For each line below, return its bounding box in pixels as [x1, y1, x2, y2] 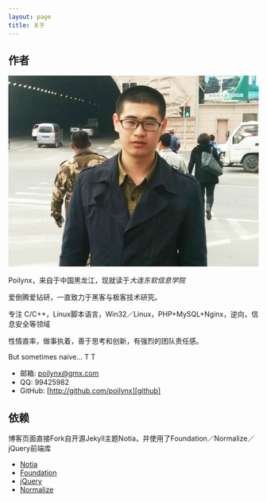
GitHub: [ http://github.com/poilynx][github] [19, 386, 161, 395]
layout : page [8, 13, 52, 21]
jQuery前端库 [8, 444, 52, 453]
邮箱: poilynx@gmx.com [19, 368, 99, 378]
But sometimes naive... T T [8, 352, 96, 362]
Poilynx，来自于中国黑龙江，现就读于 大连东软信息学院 [8, 275, 185, 286]
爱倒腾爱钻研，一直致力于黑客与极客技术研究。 [8, 293, 161, 302]
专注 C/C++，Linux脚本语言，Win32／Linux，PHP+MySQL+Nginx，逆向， [8, 309, 252, 319]
